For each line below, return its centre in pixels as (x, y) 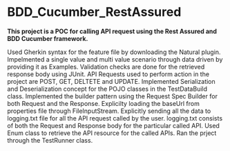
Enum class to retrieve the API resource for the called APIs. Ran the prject (112, 133)
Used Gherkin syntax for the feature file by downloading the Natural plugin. (114, 52)
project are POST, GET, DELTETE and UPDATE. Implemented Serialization (111, 81)
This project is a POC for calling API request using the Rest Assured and (112, 31)
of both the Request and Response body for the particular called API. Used (113, 125)
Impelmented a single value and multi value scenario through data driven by (115, 59)
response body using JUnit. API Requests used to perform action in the (108, 74)
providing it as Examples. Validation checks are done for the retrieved (106, 66)
